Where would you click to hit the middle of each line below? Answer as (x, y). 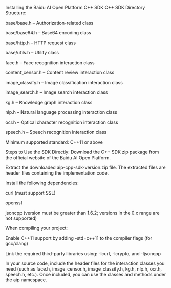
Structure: (16, 13)
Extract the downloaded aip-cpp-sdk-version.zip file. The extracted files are (86, 167)
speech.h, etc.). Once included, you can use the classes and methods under (86, 274)
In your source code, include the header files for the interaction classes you (85, 263)
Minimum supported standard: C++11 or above (54, 142)
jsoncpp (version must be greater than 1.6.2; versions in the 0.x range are (82, 213)
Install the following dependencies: (42, 183)
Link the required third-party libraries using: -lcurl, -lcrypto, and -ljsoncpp (83, 253)
